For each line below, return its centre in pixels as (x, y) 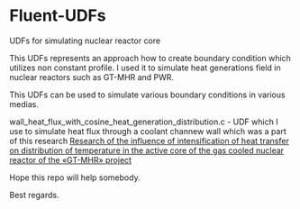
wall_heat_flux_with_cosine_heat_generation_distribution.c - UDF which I (144, 122)
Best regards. (34, 195)
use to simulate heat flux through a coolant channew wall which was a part (148, 131)
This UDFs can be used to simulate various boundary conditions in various (147, 95)
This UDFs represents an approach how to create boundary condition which (150, 58)
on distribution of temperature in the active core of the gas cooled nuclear (147, 150)
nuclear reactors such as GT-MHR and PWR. (91, 77)
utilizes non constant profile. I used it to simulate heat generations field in (145, 68)
